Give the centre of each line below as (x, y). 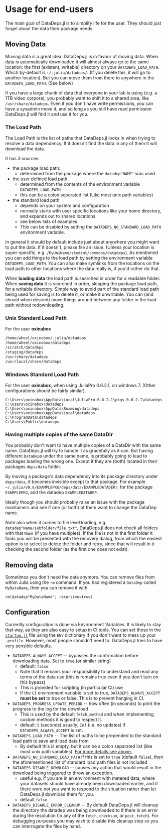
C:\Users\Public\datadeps (32, 422)
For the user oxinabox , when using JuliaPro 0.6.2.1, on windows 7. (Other (80, 385)
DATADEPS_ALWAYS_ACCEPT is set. (51, 730)
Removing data (29, 565)
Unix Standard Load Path (36, 318)
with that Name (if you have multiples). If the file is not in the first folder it (79, 533)
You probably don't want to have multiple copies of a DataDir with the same (83, 445)
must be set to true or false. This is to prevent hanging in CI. (82, 698)
